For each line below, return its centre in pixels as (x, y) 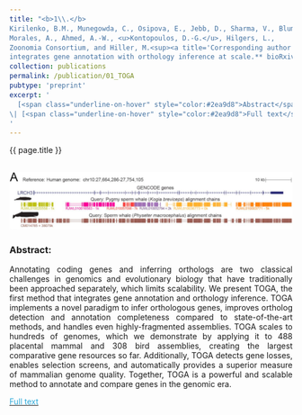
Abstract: (31, 249)
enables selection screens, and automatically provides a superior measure (151, 365)
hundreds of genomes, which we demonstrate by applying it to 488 (151, 336)
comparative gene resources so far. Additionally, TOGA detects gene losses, (151, 355)
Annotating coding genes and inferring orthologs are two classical (151, 269)
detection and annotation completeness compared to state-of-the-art (151, 317)
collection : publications (58, 67)
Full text (24, 401)
